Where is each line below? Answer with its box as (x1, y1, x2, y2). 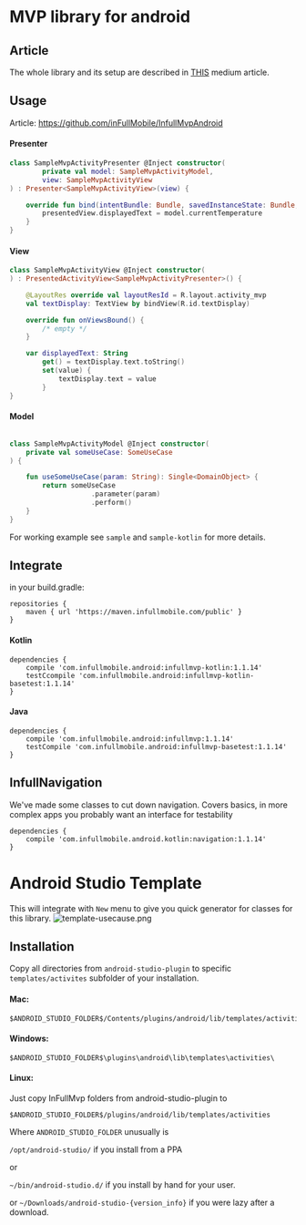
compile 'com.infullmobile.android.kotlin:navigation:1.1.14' (25, 834, 267, 844)
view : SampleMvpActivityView (42, 175, 153, 184)
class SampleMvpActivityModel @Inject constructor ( (9, 439, 209, 448)
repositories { (9, 600, 67, 609)
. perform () (90, 499, 132, 508)
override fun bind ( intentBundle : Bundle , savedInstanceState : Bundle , (25, 201, 300, 210)
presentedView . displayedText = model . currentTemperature (42, 209, 262, 218)
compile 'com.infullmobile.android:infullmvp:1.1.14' (25, 734, 234, 744)
